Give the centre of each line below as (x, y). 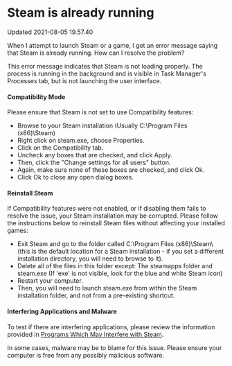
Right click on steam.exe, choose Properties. (81, 141)
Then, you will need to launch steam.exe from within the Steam (107, 288)
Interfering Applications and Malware (62, 311)
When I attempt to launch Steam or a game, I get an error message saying (113, 45)
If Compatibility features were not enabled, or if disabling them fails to (107, 209)
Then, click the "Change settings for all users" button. (94, 163)
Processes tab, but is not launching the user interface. (84, 80)
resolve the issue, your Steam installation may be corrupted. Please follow (113, 216)
